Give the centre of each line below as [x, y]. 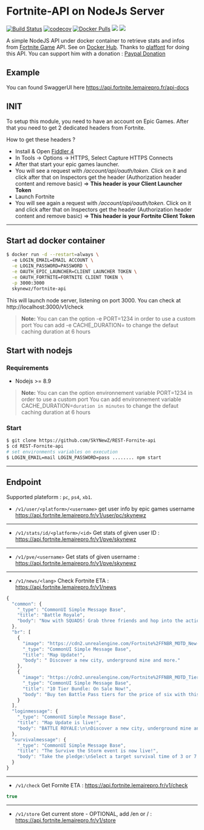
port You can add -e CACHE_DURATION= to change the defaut [100, 325]
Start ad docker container [56, 241]
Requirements [28, 368]
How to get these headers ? [41, 139]
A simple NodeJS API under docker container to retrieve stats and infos [96, 40]
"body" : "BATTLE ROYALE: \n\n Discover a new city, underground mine [104, 728]
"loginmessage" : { [35, 711]
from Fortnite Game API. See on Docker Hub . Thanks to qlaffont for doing [98, 47]
